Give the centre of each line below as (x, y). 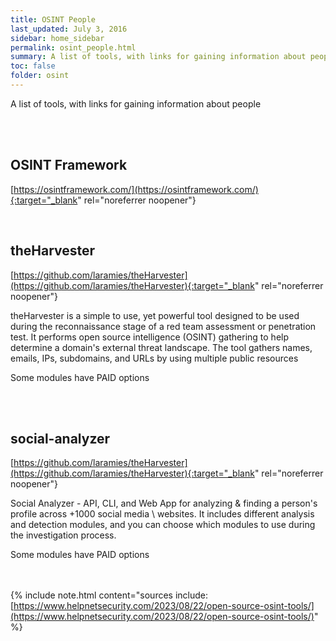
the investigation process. (63, 535)
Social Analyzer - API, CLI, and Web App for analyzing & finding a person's (164, 503)
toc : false (33, 66)
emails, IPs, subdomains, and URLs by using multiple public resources (154, 358)
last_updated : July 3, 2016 (69, 29)
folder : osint (40, 76)
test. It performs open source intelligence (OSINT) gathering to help (150, 337)
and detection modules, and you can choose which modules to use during (163, 525)
